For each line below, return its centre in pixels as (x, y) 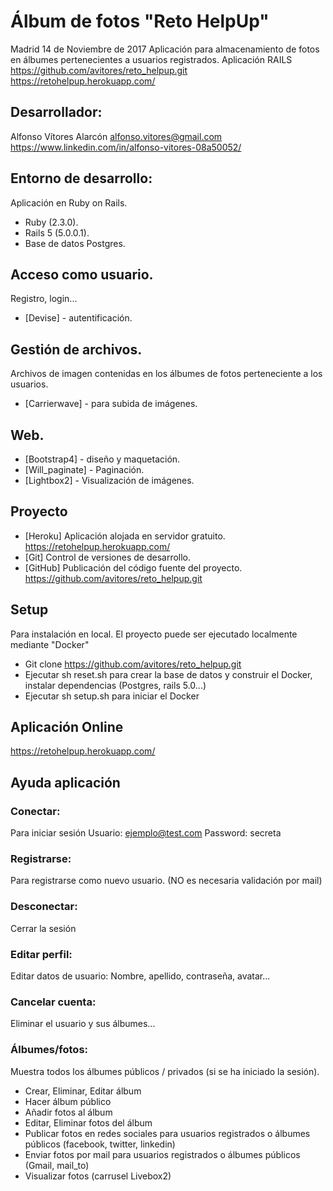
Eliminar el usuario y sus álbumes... (83, 1024)
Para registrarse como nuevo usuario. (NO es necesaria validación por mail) (166, 881)
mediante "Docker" (50, 644)
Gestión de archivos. (76, 349)
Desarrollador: (56, 112)
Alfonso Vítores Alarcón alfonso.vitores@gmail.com (116, 136)
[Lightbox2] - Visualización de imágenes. (109, 480)
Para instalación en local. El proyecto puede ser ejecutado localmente (154, 634)
